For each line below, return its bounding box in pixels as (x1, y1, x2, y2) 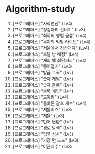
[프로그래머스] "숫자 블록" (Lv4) (12, 82, 74, 88)
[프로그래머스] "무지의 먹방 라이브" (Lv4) (12, 38, 91, 45)
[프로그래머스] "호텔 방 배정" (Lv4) (12, 51, 79, 57)
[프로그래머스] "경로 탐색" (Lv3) (12, 124, 74, 131)
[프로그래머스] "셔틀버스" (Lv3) (12, 106, 72, 112)
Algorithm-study (5, 3, 75, 15)
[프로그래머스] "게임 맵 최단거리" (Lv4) (12, 57, 87, 63)
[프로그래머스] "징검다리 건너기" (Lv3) (12, 26, 85, 32)
